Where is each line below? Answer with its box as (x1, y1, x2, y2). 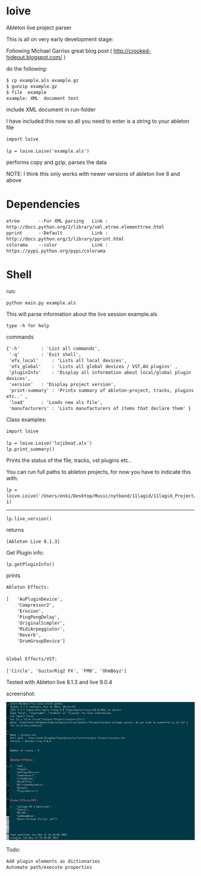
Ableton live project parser (6, 24, 72, 31)
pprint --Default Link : (6, 230, 109, 236)
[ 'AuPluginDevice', (6, 596, 63, 602)
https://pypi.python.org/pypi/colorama (6, 248, 106, 254)
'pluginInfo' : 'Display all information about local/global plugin (8, 369, 191, 375)
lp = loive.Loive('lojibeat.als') (6, 440, 93, 446)
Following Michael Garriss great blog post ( (6, 47, 112, 54)
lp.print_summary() (6, 446, 55, 452)
